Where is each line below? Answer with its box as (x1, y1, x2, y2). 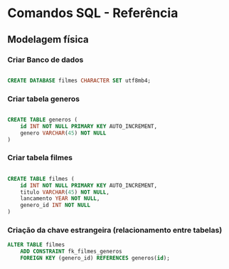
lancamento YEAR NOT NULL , (20, 195, 100, 202)
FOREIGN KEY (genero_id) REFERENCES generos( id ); (20, 255, 171, 262)
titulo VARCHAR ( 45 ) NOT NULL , (20, 189, 110, 196)
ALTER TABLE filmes (7, 241, 65, 248)
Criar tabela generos (7, 94, 80, 104)
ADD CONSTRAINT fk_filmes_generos (20, 248, 122, 255)
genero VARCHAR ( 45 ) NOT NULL (20, 130, 107, 137)
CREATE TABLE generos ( (7, 116, 78, 124)
